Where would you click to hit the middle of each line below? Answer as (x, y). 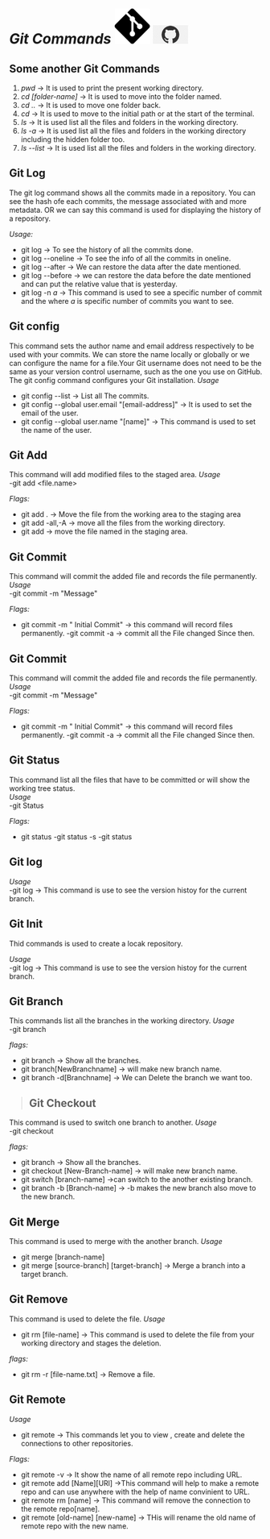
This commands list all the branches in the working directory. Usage (122, 1021)
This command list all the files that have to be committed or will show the (129, 780)
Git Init (26, 924)
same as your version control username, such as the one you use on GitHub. (136, 372)
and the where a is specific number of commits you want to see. (127, 301)
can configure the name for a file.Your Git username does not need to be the (135, 363)
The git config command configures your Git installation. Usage (114, 380)
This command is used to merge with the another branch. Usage (116, 1241)
